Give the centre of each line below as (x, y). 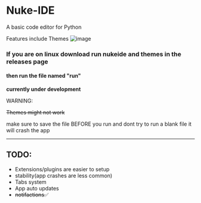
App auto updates (37, 188)
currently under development (44, 89)
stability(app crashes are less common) (63, 175)
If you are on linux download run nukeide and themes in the (94, 54)
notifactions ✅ (32, 195)
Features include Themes (37, 38)
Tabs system (31, 182)
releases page (27, 62)
